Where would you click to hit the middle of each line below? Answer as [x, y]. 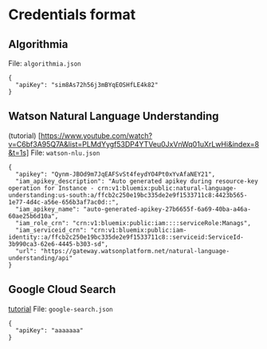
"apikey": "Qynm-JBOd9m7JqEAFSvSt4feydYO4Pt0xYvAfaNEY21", [116, 174]
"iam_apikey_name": [48, 209]
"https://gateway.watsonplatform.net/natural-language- [135, 251]
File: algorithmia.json [45, 63]
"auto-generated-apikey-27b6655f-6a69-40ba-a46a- [167, 209]
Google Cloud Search [62, 290]
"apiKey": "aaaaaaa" [49, 330]
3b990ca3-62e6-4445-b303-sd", [59, 244]
